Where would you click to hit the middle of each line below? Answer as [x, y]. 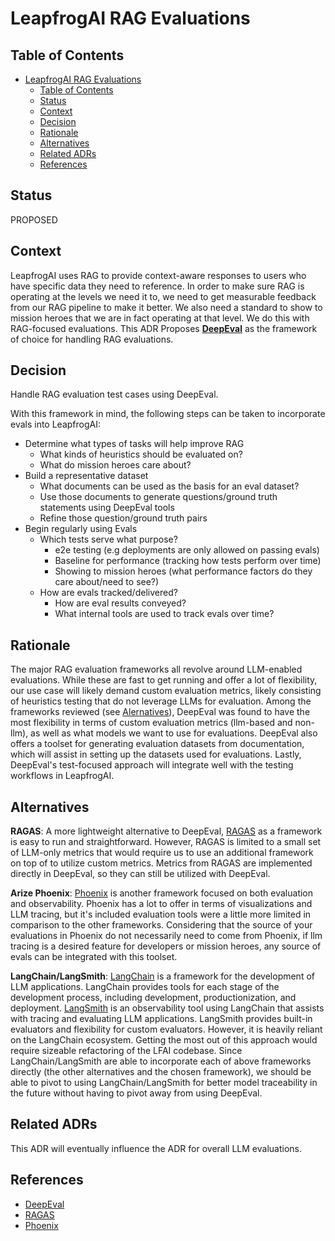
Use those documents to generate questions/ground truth [158, 497]
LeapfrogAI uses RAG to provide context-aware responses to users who [158, 275]
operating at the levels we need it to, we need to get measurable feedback [163, 296]
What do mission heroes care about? [115, 465]
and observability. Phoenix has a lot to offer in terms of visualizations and [161, 904]
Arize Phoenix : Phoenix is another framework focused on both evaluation [162, 893]
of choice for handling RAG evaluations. [92, 339]
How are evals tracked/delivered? [108, 593]
